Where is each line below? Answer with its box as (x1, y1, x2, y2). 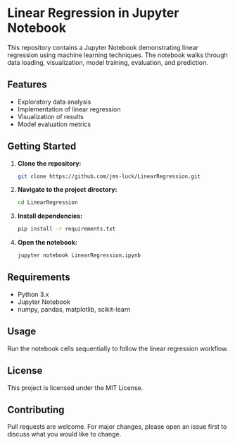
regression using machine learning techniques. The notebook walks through (7, 51, 229, 59)
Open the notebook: (17, 238, 77, 247)
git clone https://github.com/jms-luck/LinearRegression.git (17, 173, 201, 180)
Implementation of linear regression (17, 104, 121, 114)
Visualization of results (17, 112, 84, 121)
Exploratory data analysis (17, 97, 91, 106)
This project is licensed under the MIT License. (7, 383, 144, 392)
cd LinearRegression (17, 199, 78, 206)
